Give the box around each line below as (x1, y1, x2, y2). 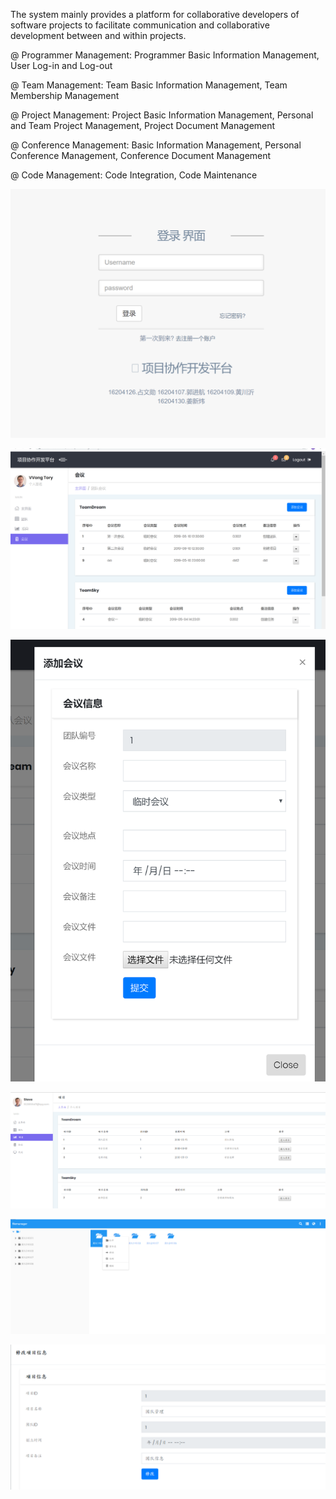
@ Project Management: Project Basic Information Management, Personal (10, 109, 314, 121)
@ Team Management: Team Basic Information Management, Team (10, 79, 288, 91)
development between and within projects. (10, 30, 187, 41)
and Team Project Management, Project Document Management (10, 120, 276, 131)
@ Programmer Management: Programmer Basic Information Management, (10, 49, 320, 61)
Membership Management (10, 90, 120, 101)
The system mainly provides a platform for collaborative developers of (10, 9, 300, 20)
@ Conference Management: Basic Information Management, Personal (10, 139, 302, 151)
